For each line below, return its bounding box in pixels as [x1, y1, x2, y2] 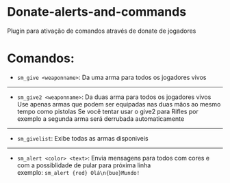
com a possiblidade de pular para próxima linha [16, 161, 151, 169]
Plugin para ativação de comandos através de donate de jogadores [7, 27, 196, 35]
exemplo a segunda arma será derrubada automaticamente [16, 114, 185, 123]
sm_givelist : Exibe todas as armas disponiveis [16, 134, 149, 142]
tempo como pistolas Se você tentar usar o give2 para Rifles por [16, 107, 199, 115]
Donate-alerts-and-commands [7, 4, 187, 20]
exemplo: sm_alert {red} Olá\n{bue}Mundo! [16, 168, 140, 176]
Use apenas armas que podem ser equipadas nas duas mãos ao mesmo [16, 100, 221, 108]
